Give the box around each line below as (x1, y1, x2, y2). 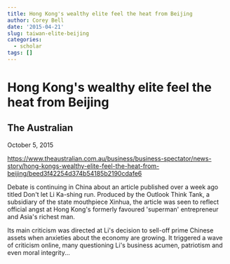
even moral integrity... (7, 248, 70, 256)
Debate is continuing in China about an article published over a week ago (7, 183, 219, 191)
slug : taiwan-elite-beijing (7, 29, 90, 37)
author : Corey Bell (7, 17, 65, 24)
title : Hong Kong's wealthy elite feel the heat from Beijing (7, 10, 193, 18)
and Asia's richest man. (7, 212, 76, 221)
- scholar (13, 43, 42, 50)
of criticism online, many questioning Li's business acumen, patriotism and (7, 241, 223, 249)
